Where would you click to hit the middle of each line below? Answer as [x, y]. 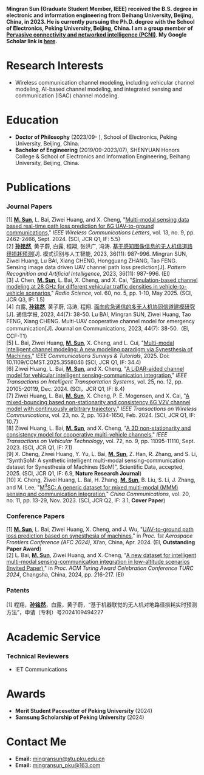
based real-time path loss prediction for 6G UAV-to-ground [80, 226]
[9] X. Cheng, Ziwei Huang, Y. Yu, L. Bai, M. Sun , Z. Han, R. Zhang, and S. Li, [102, 454]
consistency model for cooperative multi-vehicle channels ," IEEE [87, 435]
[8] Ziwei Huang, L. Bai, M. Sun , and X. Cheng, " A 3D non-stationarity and [99, 428]
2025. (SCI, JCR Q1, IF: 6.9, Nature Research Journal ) [74, 474]
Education [32, 120]
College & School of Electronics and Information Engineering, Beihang [102, 156]
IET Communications [41, 670]
